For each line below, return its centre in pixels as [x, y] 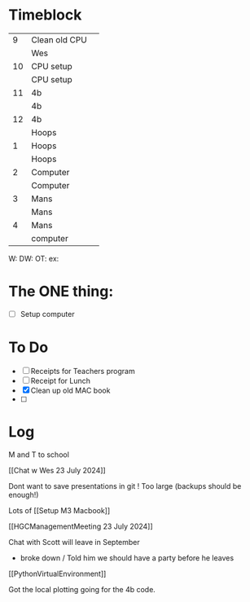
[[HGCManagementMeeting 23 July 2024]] [81, 526]
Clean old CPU [59, 40]
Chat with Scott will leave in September [74, 542]
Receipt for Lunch [61, 380]
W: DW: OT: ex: [34, 258]
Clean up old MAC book [70, 390]
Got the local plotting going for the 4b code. [82, 589]
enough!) [24, 494]
